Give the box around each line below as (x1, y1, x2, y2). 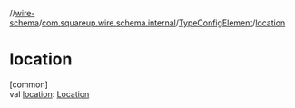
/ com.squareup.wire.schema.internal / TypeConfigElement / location (38, 17, 286, 28)
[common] (9, 79, 48, 90)
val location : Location (9, 88, 90, 99)
